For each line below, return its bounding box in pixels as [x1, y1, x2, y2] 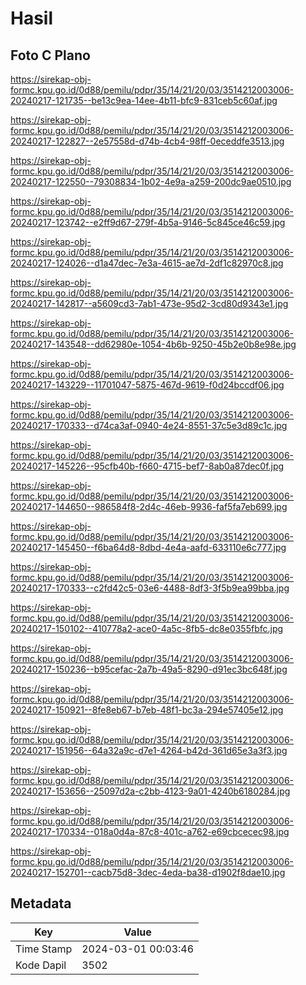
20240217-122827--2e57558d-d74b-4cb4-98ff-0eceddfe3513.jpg [10, 135, 285, 147]
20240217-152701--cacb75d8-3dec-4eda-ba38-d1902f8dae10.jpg [10, 867, 286, 878]
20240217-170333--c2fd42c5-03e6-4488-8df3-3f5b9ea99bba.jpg [10, 582, 290, 594]
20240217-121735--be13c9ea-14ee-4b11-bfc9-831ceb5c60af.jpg [10, 95, 278, 106]
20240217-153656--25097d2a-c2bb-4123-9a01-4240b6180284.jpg [10, 785, 291, 797]
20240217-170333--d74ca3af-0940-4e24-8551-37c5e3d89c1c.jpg [10, 420, 288, 431]
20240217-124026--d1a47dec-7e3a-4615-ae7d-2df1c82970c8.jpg [10, 257, 284, 269]
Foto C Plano [10, 47, 91, 64]
